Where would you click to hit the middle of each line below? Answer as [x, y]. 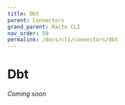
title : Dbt [23, 14]
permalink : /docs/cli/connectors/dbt [63, 40]
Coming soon [27, 94]
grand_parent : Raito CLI [44, 27]
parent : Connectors [36, 20]
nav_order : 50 [28, 33]
